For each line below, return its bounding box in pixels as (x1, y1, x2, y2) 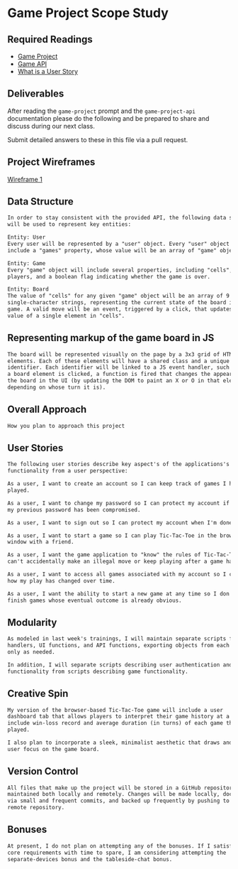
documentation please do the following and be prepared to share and (7, 114, 210, 122)
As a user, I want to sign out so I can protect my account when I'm (7, 519, 217, 527)
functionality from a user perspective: (7, 468, 129, 475)
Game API (17, 60, 47, 68)
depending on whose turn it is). (7, 384, 106, 391)
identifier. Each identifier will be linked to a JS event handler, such (7, 364, 230, 371)
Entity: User (7, 234, 46, 241)
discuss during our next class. (7, 122, 96, 130)
